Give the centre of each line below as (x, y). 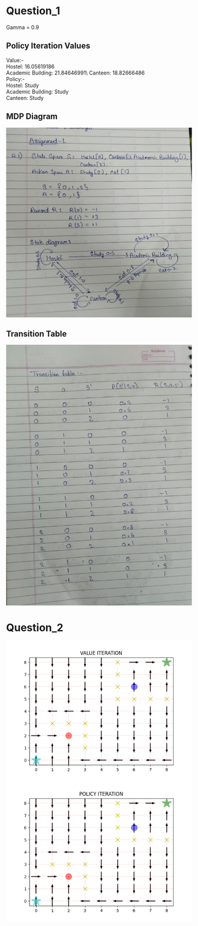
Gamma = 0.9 (23, 27)
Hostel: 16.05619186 (30, 66)
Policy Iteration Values (48, 46)
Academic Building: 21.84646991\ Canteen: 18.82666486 (75, 73)
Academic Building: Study (37, 91)
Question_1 (33, 11)
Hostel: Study (23, 85)
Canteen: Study (25, 98)
